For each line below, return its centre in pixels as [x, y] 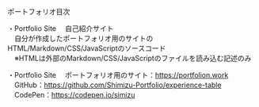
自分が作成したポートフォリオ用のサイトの [84, 38]
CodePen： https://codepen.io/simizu [74, 95]
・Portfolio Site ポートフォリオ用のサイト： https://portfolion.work [118, 75]
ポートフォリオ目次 [39, 11]
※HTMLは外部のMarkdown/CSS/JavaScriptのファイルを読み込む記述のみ [133, 58]
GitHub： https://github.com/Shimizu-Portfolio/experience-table [118, 85]
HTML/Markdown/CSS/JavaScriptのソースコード [87, 48]
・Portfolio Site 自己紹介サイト [61, 29]
